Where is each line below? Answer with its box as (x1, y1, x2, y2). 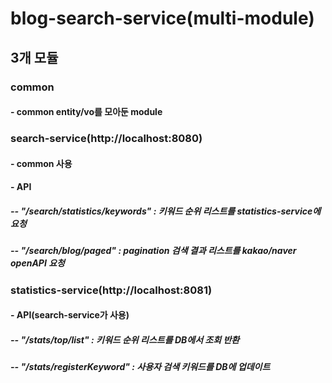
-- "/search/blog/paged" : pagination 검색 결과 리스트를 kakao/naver (10, 245, 297, 257)
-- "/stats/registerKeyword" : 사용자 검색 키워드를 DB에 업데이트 (10, 361, 271, 373)
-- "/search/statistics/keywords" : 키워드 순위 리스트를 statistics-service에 (10, 205, 322, 217)
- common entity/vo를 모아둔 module (10, 106, 163, 118)
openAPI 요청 (10, 257, 65, 269)
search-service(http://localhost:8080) (10, 132, 203, 146)
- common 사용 (10, 157, 73, 169)
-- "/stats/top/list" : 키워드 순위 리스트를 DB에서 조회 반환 (10, 333, 240, 346)
